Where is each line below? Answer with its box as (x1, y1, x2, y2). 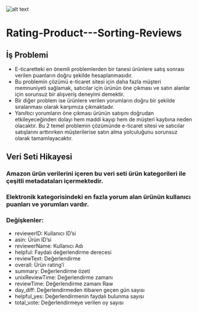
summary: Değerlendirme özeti (14, 267, 90, 275)
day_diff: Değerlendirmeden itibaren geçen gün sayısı (14, 286, 145, 293)
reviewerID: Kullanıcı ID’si (14, 230, 76, 237)
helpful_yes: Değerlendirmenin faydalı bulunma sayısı (14, 292, 144, 300)
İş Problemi (6, 50, 48, 60)
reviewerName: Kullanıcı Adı (14, 242, 84, 249)
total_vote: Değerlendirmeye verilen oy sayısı (14, 299, 124, 306)
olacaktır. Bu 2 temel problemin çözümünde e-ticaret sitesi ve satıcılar (14, 122, 185, 129)
